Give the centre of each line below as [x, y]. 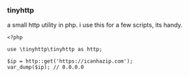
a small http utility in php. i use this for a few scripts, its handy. [95, 25]
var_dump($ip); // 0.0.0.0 [46, 67]
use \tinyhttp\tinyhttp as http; [55, 50]
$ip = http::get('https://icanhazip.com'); [70, 61]
